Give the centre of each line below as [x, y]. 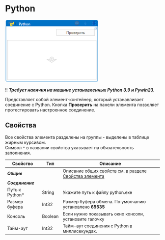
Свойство [23, 164]
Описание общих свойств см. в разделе [105, 171]
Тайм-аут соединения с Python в [98, 226]
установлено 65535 [84, 207]
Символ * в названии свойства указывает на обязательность [69, 147]
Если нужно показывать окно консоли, [104, 213]
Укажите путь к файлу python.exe [98, 192]
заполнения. [18, 153]
